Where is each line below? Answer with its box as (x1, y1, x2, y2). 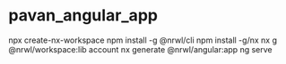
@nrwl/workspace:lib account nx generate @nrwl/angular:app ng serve (8, 44, 273, 54)
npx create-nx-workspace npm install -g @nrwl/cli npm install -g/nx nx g (8, 35, 277, 45)
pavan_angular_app (8, 5, 159, 26)
